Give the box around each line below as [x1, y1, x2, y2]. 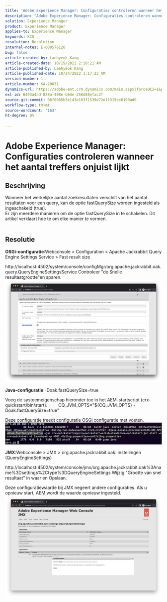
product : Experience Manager [5, 24, 66, 29]
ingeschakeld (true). [5, 205, 46, 211]
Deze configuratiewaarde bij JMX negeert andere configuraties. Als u [5, 484, 147, 490]
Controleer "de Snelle [78, 269, 122, 275]
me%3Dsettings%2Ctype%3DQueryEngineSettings [5, 470, 111, 476]
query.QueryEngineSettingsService [5, 269, 77, 275]
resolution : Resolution [5, 40, 55, 45]
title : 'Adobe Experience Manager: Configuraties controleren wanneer [5, 8, 155, 13]
